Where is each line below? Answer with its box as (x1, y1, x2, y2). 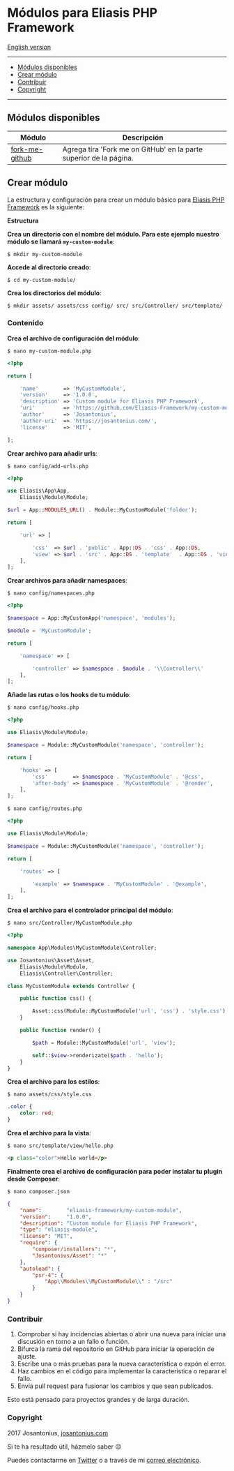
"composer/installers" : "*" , (32, 1246, 117, 1253)
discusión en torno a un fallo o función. (17, 1338, 130, 1346)
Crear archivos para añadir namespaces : (7, 576, 127, 585)
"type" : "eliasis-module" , (19, 1226, 98, 1233)
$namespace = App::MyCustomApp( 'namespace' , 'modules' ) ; (7, 615, 176, 622)
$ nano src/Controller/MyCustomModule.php (7, 920, 132, 927)
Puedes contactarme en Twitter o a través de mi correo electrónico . (7, 1456, 202, 1464)
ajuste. (17, 1352, 37, 1361)
